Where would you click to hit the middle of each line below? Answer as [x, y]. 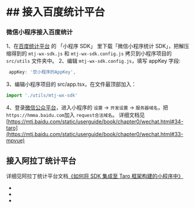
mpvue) [15, 140]
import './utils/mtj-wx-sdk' [42, 95]
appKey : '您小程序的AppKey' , [42, 72]
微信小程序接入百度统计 [39, 32]
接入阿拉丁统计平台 [41, 161]
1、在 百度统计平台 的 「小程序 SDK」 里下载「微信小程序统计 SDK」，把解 [95, 46]
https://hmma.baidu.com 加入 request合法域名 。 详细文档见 [76, 115]
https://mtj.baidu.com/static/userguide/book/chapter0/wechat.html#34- [96, 121]
